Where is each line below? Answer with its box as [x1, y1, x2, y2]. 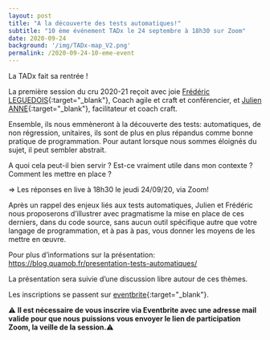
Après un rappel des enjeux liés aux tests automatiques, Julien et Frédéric [8, 200, 253, 210]
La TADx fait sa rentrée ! [8, 72, 88, 80]
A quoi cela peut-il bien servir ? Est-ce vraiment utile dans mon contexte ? [8, 161, 253, 170]
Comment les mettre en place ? [8, 170, 112, 178]
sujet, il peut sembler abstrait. [8, 145, 107, 154]
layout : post [8, 11, 52, 20]
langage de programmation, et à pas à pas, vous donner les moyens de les [8, 226, 256, 236]
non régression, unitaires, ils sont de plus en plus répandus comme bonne [8, 128, 253, 137]
